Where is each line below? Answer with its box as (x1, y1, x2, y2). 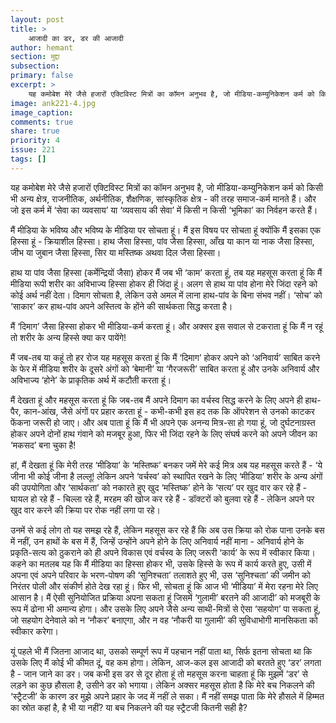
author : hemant (10, 42, 74, 53)
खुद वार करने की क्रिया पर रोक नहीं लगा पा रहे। (10, 504, 161, 516)
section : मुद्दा (10, 52, 60, 62)
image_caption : (10, 107, 74, 118)
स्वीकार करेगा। (10, 625, 59, 637)
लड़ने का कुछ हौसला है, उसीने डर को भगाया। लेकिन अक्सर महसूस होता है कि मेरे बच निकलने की (10, 679, 315, 691)
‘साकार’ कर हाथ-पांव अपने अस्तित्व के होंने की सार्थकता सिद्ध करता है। (10, 300, 233, 312)
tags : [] (10, 154, 47, 164)
